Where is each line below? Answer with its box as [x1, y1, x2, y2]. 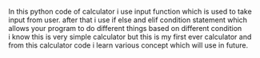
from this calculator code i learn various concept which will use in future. [8, 41, 249, 50]
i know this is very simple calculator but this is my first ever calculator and [8, 32, 252, 41]
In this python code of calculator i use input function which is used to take [8, 7, 252, 16]
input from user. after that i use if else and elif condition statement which [8, 15, 248, 25]
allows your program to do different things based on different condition [8, 24, 242, 33]
